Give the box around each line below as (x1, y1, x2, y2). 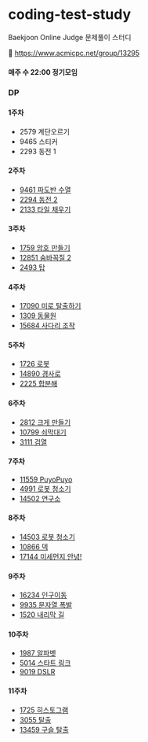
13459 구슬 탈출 (19, 725, 69, 734)
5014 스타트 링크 (19, 659, 71, 668)
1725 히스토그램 (19, 705, 69, 714)
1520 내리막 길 (19, 610, 65, 619)
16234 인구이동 (19, 590, 67, 600)
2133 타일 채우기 (19, 205, 71, 214)
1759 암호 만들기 (19, 243, 70, 253)
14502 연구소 (19, 493, 61, 503)
